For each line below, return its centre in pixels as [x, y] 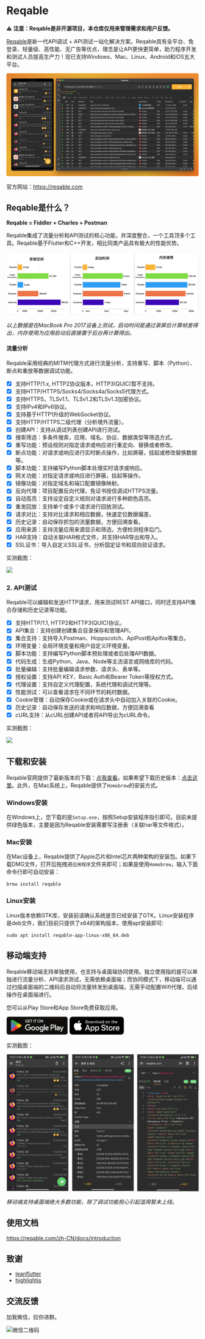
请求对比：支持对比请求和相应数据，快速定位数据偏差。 [85, 514]
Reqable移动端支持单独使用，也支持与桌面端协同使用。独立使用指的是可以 [99, 971]
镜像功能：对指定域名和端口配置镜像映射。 [69, 483]
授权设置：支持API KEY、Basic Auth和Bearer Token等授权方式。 [96, 676]
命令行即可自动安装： [33, 872]
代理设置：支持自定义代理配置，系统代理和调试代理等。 [85, 684]
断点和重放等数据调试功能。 [41, 370]
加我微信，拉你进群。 [33, 1317]
